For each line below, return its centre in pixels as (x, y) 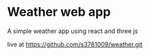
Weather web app (59, 12)
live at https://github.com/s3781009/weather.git (75, 44)
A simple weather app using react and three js (73, 31)
